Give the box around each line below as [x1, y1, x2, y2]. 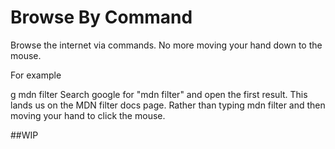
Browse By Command [10, 6, 193, 29]
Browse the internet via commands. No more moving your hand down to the [10, 39, 323, 51]
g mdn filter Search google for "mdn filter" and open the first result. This [10, 88, 308, 100]
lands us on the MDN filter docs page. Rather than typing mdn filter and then [10, 99, 326, 111]
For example [10, 69, 62, 81]
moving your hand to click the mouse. [10, 109, 166, 121]
